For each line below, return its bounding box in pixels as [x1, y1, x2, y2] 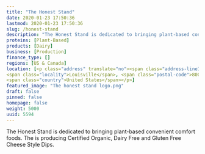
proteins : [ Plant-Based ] [6, 37, 70, 43]
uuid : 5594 [6, 111, 34, 117]
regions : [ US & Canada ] [6, 60, 67, 66]
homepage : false [6, 100, 48, 106]
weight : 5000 [6, 105, 40, 112]
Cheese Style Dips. [6, 141, 55, 148]
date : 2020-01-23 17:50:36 [6, 15, 75, 21]
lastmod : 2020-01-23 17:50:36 [6, 20, 84, 26]
